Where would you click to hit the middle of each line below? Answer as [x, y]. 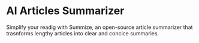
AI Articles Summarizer [65, 11]
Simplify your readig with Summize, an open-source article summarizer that [99, 27]
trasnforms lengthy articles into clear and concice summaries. [83, 33]
